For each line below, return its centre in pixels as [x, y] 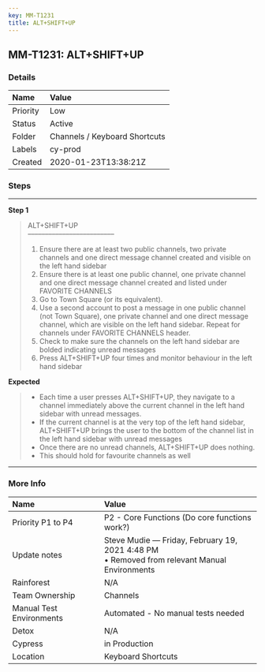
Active [62, 124]
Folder [24, 136]
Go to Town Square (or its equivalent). [101, 300]
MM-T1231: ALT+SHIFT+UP [76, 55]
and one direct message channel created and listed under [133, 283]
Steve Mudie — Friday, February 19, [171, 539]
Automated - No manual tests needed [174, 613]
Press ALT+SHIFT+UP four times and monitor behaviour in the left [146, 358]
